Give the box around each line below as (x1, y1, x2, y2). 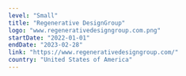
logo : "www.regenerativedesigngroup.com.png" (8, 26, 161, 34)
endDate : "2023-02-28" (8, 41, 83, 49)
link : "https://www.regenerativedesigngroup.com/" (8, 48, 179, 56)
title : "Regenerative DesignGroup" (8, 19, 126, 27)
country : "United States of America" (8, 56, 133, 64)
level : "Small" (8, 11, 59, 20)
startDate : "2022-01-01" (8, 33, 90, 42)
